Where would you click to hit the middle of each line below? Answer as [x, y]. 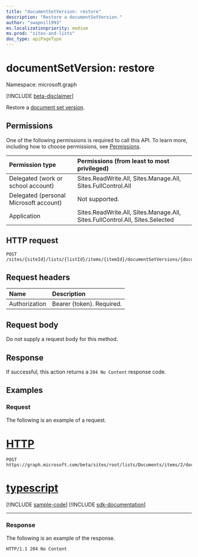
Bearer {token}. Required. [87, 304]
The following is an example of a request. [56, 420]
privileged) [93, 168]
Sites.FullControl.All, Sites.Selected [126, 219]
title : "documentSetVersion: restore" [54, 12]
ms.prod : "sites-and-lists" [41, 34]
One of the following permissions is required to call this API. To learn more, [97, 140]
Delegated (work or [36, 178]
